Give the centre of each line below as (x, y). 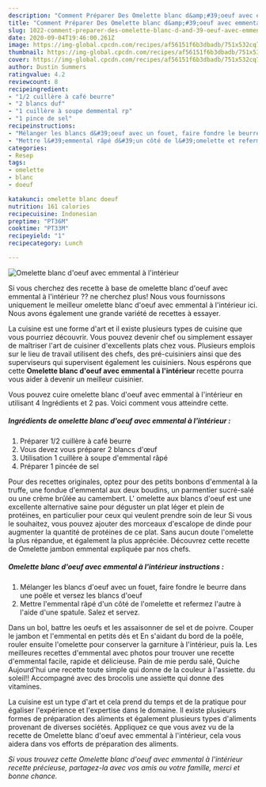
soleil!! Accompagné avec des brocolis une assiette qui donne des (116, 678)
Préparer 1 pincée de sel (59, 466)
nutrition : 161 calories (49, 207)
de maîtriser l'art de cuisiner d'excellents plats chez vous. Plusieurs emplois (132, 345)
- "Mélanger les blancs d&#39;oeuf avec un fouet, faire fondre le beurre (134, 133)
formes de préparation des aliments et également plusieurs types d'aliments (133, 718)
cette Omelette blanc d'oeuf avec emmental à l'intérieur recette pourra (126, 371)
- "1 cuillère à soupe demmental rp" (70, 112)
